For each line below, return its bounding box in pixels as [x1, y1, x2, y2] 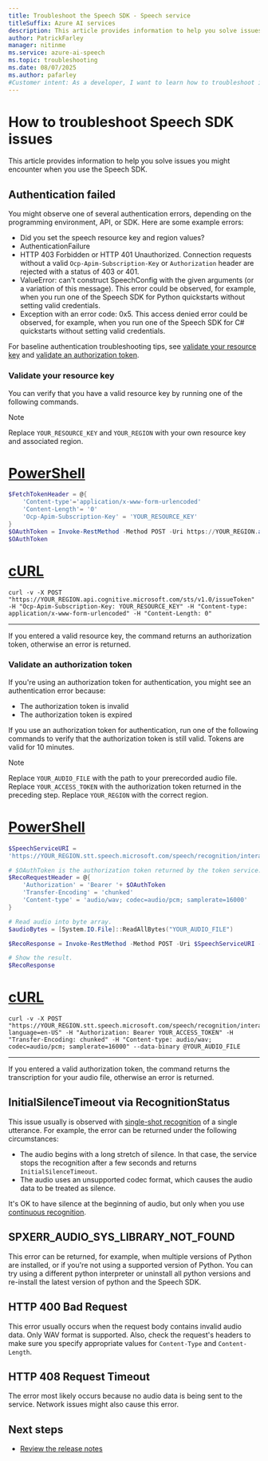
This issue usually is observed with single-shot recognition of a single [8, 1117, 238, 1126]
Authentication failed [8, 188, 116, 201]
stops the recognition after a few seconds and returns [19, 1158, 197, 1167]
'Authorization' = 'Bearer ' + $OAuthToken [22, 881, 166, 889]
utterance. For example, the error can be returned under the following [8, 1125, 237, 1134]
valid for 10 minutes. [8, 742, 75, 751]
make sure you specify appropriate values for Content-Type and [8, 1338, 217, 1348]
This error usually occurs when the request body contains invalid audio [8, 1321, 242, 1331]
